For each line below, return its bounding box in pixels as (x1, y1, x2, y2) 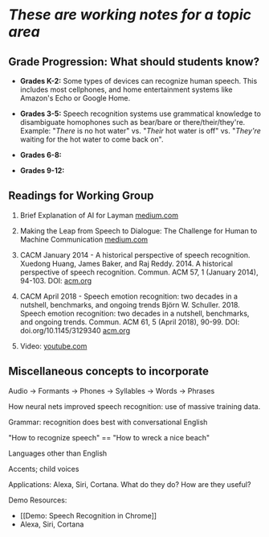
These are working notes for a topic (8, 6, 251, 24)
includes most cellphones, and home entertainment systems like (19, 85, 233, 94)
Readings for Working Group (8, 189, 154, 203)
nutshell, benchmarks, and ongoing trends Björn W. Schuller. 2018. (19, 299, 241, 309)
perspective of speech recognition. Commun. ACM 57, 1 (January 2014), (19, 267, 259, 277)
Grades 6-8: (19, 151, 62, 159)
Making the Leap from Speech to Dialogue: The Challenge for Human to (19, 225, 258, 235)
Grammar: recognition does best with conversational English (8, 417, 208, 427)
